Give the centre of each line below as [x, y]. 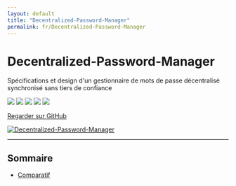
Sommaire [30, 158]
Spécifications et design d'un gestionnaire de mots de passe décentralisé [113, 80]
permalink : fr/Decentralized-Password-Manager [77, 27]
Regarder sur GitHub [37, 116]
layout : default [31, 14]
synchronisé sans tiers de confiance [60, 88]
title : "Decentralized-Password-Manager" [69, 20]
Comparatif [34, 175]
